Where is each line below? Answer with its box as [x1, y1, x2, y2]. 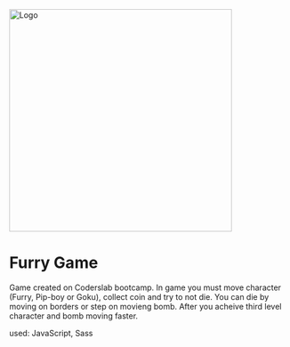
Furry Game [9, 253, 99, 273]
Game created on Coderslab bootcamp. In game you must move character [9, 282, 282, 293]
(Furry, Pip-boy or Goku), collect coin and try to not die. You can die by [9, 291, 270, 302]
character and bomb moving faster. [9, 311, 139, 321]
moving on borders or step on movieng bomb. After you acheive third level [9, 301, 282, 311]
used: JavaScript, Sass [9, 327, 93, 338]
